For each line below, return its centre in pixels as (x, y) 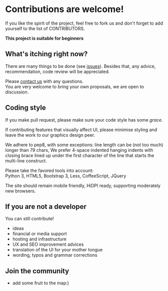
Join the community (37, 271)
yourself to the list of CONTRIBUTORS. (45, 28)
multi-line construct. (26, 161)
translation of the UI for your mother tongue (57, 250)
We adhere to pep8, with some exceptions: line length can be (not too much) (84, 145)
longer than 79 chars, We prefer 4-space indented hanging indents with (79, 150)
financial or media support (40, 234)
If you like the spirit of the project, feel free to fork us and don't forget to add (84, 23)
